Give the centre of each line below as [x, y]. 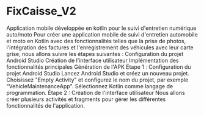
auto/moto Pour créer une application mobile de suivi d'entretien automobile [102, 34]
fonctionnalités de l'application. [46, 105]
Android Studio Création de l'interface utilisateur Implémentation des [93, 60]
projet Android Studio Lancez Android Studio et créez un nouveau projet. [98, 73]
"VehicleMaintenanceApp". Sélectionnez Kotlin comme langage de [90, 86]
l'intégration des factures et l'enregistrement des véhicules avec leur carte [100, 47]
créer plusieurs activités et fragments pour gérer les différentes [86, 99]
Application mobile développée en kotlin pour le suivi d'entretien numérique [101, 28]
